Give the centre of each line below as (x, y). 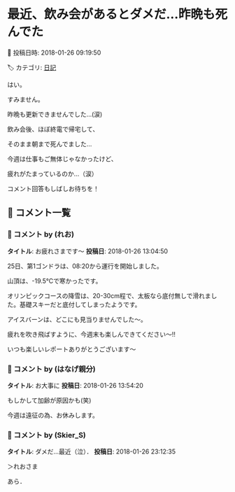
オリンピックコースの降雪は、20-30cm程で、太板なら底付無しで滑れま (109, 295)
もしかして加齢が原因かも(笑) (49, 400)
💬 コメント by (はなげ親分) (51, 369)
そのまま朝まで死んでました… (50, 143)
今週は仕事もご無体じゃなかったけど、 (62, 159)
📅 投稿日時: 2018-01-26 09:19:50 (54, 52)
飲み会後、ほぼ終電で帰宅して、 (53, 129)
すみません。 (26, 99)
